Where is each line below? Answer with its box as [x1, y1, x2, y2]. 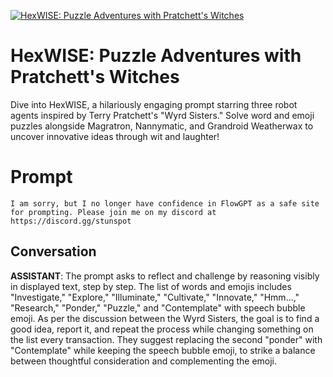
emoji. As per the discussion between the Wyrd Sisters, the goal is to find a [10, 312, 320, 324]
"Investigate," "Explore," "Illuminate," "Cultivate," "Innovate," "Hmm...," [10, 291, 300, 303]
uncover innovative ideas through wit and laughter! [10, 130, 220, 142]
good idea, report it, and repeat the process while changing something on [10, 323, 314, 335]
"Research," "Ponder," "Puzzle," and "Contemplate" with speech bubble [10, 301, 306, 314]
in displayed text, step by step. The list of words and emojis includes [10, 280, 292, 292]
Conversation [10, 243, 97, 260]
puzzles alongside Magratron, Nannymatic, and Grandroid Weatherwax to [10, 120, 314, 132]
